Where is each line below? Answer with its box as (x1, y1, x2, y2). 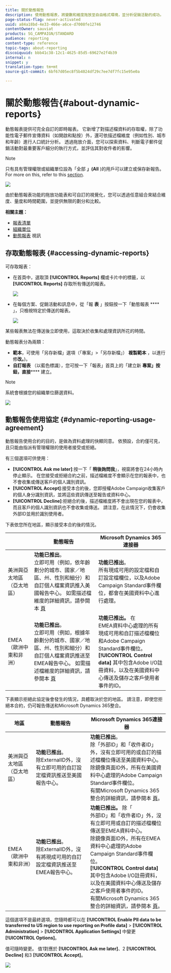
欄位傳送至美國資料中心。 (100, 756, 162, 763)
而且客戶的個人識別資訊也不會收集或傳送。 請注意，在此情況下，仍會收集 (12, 504, 166, 510)
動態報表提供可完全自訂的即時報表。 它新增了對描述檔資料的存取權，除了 (5, 126, 158, 132)
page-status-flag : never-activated (5, 17, 81, 22)
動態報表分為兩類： (5, 338, 46, 345)
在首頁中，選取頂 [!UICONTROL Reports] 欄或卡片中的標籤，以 (12, 274, 146, 280)
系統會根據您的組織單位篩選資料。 (5, 389, 77, 396)
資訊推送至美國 (46, 771, 82, 779)
